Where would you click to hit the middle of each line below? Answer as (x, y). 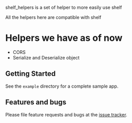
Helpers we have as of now (64, 38)
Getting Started (31, 74)
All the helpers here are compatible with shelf (53, 17)
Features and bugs (36, 102)
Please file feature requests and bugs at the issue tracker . (66, 114)
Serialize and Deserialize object (46, 57)
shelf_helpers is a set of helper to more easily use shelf (64, 7)
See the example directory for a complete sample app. (62, 86)
